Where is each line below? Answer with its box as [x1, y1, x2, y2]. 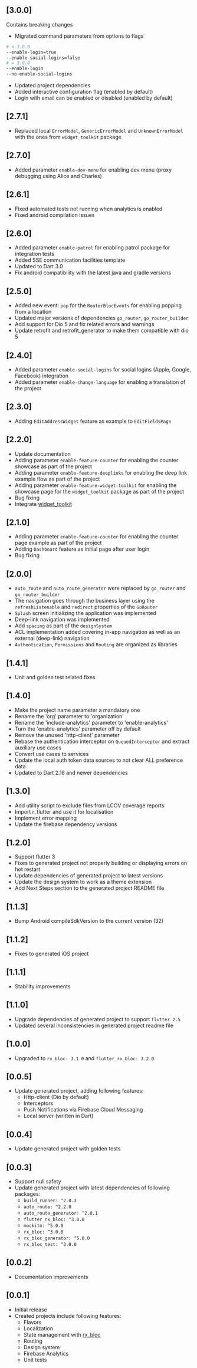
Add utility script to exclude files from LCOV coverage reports [14, 802, 165, 809]
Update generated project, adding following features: [14, 1087, 144, 1094]
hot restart [14, 866, 41, 873]
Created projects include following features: [14, 1312, 122, 1319]
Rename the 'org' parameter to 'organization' [14, 712, 124, 719]
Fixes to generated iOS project [14, 950, 89, 958]
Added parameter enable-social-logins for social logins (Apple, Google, [14, 366, 192, 373]
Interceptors [23, 1100, 54, 1107]
